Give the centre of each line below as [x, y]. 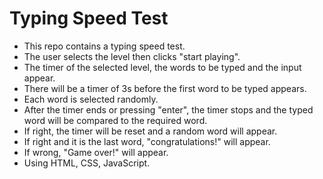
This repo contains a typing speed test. [104, 46]
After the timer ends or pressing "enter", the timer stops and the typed [168, 109]
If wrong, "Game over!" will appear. [96, 152]
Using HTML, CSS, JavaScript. [87, 163]
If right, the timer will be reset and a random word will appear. [150, 131]
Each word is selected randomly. [91, 99]
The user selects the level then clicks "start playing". [132, 56]
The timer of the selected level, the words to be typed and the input [162, 67]
